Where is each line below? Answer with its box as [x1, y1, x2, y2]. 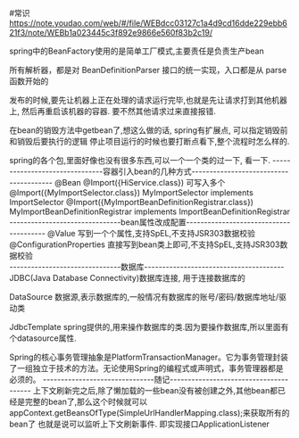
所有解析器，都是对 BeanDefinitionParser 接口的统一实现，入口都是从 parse [9, 65, 287, 75]
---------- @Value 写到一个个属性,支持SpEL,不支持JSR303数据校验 [9, 228, 256, 238]
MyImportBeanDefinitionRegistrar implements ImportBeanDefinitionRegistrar [9, 206, 291, 217]
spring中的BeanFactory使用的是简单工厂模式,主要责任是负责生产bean [9, 45, 265, 56]
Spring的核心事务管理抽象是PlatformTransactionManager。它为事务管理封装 [9, 351, 288, 362]
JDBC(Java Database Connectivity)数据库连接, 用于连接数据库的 [9, 273, 245, 283]
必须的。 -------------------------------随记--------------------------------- [9, 374, 289, 384]
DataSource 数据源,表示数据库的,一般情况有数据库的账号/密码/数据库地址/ [9, 292, 279, 302]
